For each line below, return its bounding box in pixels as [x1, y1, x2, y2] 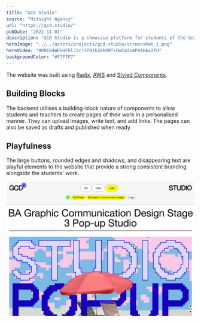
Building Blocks [6, 89, 66, 99]
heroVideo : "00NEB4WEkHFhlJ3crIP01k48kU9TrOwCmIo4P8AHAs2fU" [6, 48, 162, 54]
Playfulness [6, 141, 52, 151]
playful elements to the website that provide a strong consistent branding [6, 163, 187, 170]
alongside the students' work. [6, 170, 80, 177]
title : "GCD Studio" [6, 10, 58, 16]
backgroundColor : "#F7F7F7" [6, 54, 77, 60]
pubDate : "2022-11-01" [6, 29, 63, 35]
